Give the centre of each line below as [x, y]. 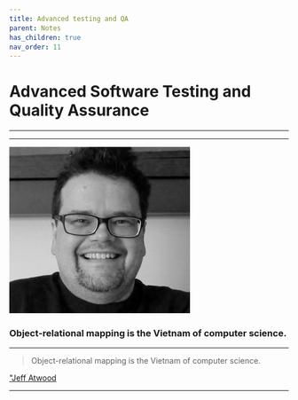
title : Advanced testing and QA [69, 19]
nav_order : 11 [35, 47]
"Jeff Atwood [33, 378]
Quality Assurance [79, 110]
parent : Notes [35, 28]
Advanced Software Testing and [130, 92]
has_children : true [45, 37]
